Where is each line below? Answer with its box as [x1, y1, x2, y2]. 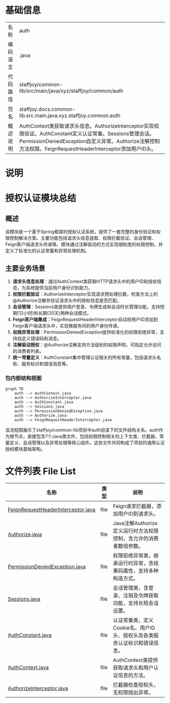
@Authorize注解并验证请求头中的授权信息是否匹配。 [12, 297, 121, 303]
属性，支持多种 [123, 567, 159, 574]
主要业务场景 [5, 264, 46, 273]
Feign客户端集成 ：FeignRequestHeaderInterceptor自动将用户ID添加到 [12, 316, 158, 322]
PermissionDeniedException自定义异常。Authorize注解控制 [19, 137, 160, 144]
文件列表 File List [5, 466, 76, 477]
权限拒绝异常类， [113, 552, 154, 559]
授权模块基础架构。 [5, 446, 46, 452]
